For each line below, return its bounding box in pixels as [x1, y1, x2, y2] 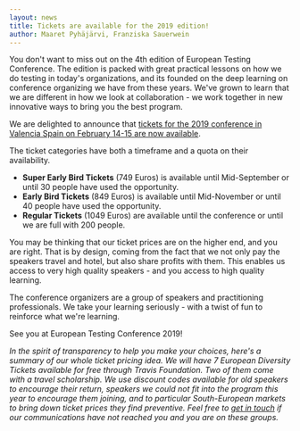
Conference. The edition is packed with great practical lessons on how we [9, 63, 282, 74]
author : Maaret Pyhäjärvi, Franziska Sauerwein [9, 29, 190, 38]
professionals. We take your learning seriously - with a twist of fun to [9, 302, 263, 312]
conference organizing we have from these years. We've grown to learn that [9, 82, 289, 94]
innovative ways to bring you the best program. [9, 102, 183, 112]
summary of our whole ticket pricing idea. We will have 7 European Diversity [9, 355, 291, 366]
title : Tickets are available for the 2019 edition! [9, 21, 210, 30]
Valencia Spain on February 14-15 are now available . [9, 128, 201, 139]
